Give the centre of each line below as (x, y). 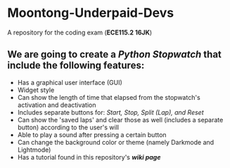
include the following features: (76, 66)
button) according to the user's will (68, 127)
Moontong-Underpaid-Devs (91, 13)
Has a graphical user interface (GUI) (70, 82)
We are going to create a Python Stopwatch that (114, 54)
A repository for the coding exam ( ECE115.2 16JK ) (80, 32)
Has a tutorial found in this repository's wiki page (89, 157)
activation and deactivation (57, 105)
